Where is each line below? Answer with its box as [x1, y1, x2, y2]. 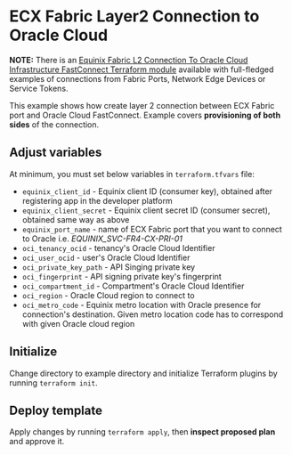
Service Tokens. [9, 83, 69, 93]
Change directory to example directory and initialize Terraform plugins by [9, 368, 278, 378]
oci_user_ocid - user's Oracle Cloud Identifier [21, 252, 191, 263]
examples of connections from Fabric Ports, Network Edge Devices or [9, 73, 266, 84]
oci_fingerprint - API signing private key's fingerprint [21, 271, 223, 281]
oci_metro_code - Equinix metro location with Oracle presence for [21, 299, 262, 310]
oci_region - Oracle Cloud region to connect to [21, 289, 195, 300]
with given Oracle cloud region [21, 318, 135, 329]
